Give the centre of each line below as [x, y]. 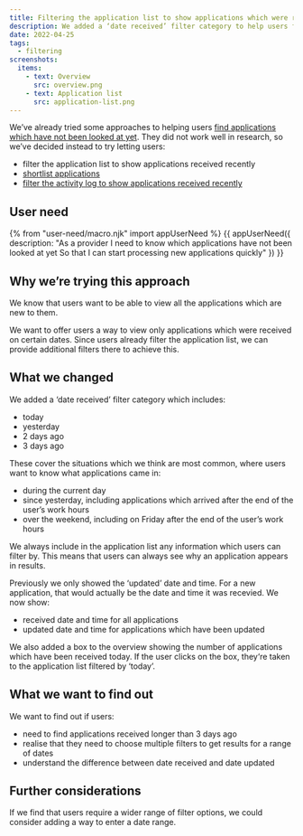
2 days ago [43, 436]
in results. [28, 565]
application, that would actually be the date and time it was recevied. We [144, 592]
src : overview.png [68, 85]
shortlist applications [61, 174]
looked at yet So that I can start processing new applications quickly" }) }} [147, 253]
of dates [38, 753]
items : [30, 69]
